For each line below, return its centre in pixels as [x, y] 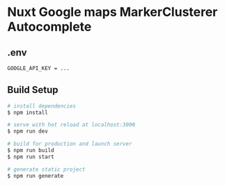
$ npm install [28, 112]
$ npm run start [31, 157]
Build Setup [33, 90]
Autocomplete [49, 27]
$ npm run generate [36, 176]
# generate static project [46, 169]
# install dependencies [42, 106]
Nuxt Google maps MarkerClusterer [113, 12]
